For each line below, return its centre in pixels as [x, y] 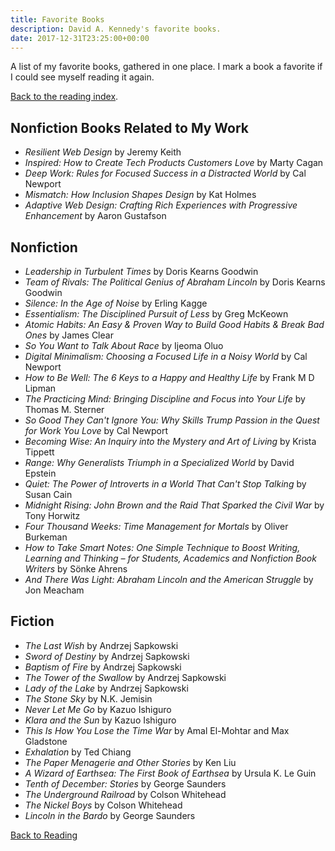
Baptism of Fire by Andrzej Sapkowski [103, 667]
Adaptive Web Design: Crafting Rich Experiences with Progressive [161, 205]
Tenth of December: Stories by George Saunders [125, 783]
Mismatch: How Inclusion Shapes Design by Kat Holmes [140, 195]
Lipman [40, 388]
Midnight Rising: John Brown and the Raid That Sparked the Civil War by [174, 505]
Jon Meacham [54, 590]
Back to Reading [44, 835]
